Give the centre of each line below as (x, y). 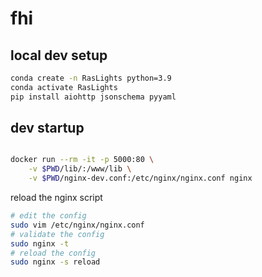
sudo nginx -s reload (55, 262)
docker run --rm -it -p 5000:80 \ (82, 160)
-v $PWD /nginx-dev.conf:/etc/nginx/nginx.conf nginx (140, 178)
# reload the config (53, 253)
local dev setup (59, 55)
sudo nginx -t (40, 243)
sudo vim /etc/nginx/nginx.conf (77, 225)
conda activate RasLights (64, 87)
